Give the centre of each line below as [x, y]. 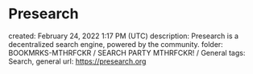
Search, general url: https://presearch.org [77, 61]
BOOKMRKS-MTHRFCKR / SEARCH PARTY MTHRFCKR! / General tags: [127, 53]
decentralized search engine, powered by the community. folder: [116, 44]
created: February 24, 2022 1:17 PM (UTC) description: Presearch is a [124, 36]
